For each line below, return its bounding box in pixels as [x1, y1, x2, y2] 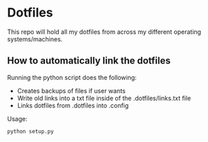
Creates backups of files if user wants [17, 86, 126, 94]
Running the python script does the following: [7, 73, 137, 81]
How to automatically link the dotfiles [7, 55, 171, 67]
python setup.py [7, 128, 54, 135]
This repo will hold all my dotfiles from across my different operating [7, 28, 202, 36]
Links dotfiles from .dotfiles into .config [17, 101, 129, 110]
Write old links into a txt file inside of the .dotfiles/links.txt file [17, 94, 191, 102]
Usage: [7, 114, 28, 123]
